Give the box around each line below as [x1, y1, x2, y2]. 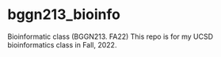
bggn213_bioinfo [7, 6, 120, 24]
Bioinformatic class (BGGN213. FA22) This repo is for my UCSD [7, 32, 214, 41]
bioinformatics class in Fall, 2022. [7, 40, 117, 49]
